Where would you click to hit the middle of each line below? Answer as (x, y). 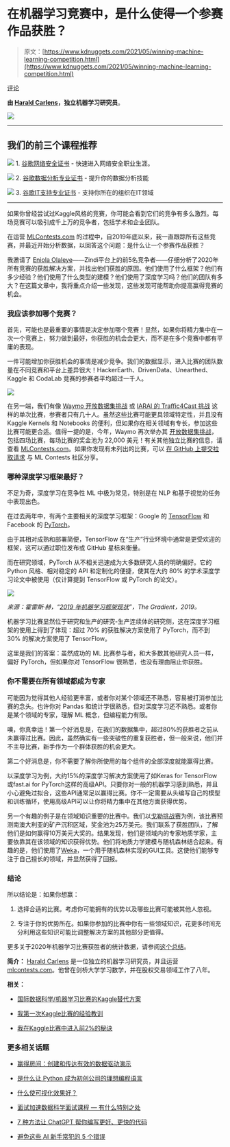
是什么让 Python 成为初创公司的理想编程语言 (80, 1078)
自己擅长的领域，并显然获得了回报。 (70, 858)
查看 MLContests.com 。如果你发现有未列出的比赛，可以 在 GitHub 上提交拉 (113, 449)
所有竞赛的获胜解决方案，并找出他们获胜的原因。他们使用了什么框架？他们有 (115, 268)
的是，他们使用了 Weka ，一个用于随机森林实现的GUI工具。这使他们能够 (113, 850)
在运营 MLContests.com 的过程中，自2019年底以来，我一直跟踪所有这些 (108, 237)
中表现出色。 (25, 502)
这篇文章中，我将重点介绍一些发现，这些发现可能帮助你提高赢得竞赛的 (124, 285)
